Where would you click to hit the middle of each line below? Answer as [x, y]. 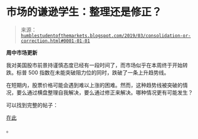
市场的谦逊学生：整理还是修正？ [84, 12]
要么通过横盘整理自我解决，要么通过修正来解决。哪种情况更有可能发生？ [105, 92]
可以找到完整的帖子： [32, 105]
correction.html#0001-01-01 [55, 41]
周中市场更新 [22, 52]
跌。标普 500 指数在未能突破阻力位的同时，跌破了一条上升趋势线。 [88, 72]
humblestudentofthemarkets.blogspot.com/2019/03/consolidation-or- [106, 35]
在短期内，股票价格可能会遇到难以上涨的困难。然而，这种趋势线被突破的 [94, 85]
